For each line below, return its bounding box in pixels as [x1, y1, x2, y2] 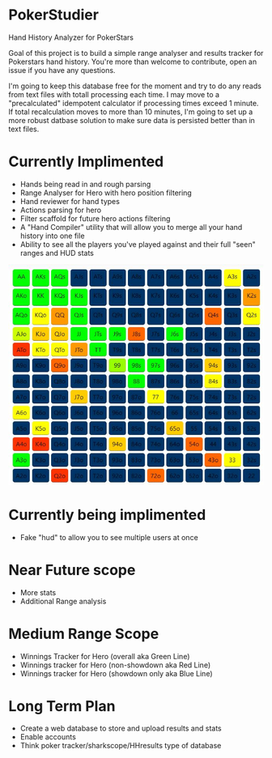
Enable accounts [19, 732, 77, 742]
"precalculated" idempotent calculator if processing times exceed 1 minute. [8, 98, 259, 108]
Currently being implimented [8, 505, 206, 524]
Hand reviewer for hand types [19, 196, 120, 206]
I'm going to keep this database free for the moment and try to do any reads [8, 81, 261, 91]
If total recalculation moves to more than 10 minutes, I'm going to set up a [8, 107, 253, 117]
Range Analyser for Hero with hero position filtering [19, 188, 192, 198]
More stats [19, 587, 57, 597]
